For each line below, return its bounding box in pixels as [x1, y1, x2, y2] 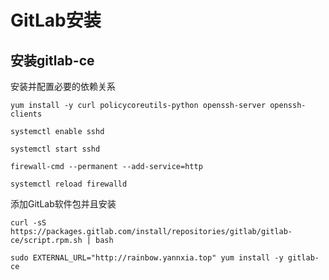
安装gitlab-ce [10, 52, 95, 69]
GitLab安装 [10, 9, 102, 32]
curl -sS [10, 218, 47, 228]
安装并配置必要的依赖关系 [10, 81, 116, 92]
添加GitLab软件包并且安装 [10, 198, 117, 210]
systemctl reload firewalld [10, 179, 128, 189]
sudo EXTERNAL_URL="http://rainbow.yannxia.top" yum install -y [10, 253, 284, 263]
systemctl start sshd [10, 144, 101, 154]
